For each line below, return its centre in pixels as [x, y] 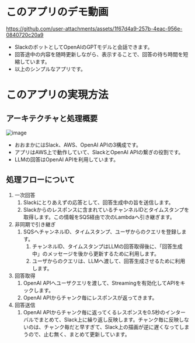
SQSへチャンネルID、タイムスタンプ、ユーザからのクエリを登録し [102, 232]
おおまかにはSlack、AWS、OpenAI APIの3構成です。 [78, 145]
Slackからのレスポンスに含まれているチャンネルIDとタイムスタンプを [106, 209]
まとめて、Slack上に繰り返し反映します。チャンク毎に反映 [109, 320]
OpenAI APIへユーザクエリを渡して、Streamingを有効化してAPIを [102, 283]
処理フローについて [41, 180]
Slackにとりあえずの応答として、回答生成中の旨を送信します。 [98, 202]
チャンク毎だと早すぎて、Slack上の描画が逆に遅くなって [111, 327]
